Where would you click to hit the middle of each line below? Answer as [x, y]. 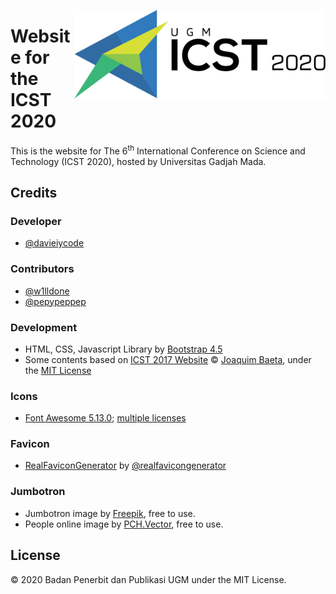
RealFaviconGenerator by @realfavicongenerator [125, 466]
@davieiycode [54, 243]
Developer [36, 221]
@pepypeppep [55, 301]
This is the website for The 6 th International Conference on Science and [158, 150]
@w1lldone [47, 291]
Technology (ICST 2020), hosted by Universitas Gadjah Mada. [138, 161]
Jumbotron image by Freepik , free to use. [110, 513]
